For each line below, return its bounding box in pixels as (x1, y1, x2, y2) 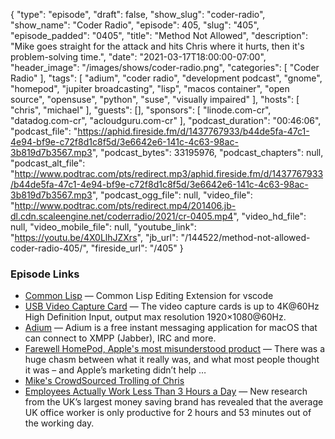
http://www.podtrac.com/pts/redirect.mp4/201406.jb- (14, 200, 237, 211)
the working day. (24, 417, 95, 429)
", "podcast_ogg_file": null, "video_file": (91, 189, 253, 201)
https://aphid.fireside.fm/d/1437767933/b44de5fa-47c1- (77, 125, 310, 137)
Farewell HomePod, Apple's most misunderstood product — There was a (24, 343, 326, 355)
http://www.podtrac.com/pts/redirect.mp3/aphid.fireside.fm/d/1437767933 (14, 168, 324, 179)
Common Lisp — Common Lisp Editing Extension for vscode (24, 290, 274, 302)
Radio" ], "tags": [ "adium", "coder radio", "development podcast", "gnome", (10, 72, 323, 84)
